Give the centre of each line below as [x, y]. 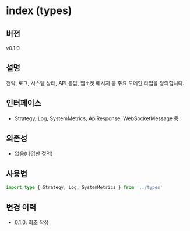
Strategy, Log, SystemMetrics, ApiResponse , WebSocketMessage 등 [96, 118]
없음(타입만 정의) [34, 153]
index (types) [39, 11]
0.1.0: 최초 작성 [31, 222]
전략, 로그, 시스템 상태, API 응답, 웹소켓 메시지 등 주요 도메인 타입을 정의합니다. [95, 83]
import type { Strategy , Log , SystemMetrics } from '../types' [85, 188]
